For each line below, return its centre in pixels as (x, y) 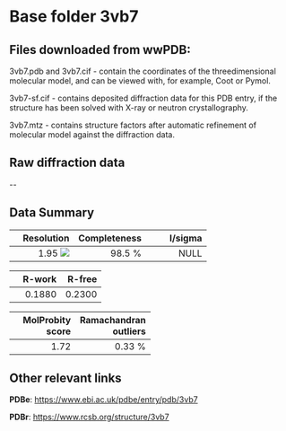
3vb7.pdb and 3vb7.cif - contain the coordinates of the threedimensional (143, 71)
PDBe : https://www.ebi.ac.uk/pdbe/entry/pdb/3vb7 (104, 400)
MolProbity (47, 320)
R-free (82, 278)
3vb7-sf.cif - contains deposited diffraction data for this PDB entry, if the (143, 98)
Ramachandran (113, 320)
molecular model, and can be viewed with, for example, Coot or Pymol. (140, 81)
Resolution (46, 238)
